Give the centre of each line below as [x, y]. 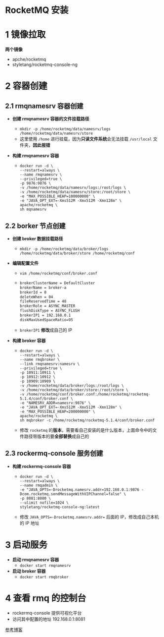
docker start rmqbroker [44, 577]
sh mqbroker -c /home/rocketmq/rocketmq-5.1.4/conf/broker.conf [87, 420]
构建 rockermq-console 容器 [41, 466]
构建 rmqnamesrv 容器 [36, 156]
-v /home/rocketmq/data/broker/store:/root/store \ [74, 390]
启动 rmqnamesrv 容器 [36, 559]
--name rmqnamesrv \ [41, 175]
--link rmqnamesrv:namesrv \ [50, 364]
